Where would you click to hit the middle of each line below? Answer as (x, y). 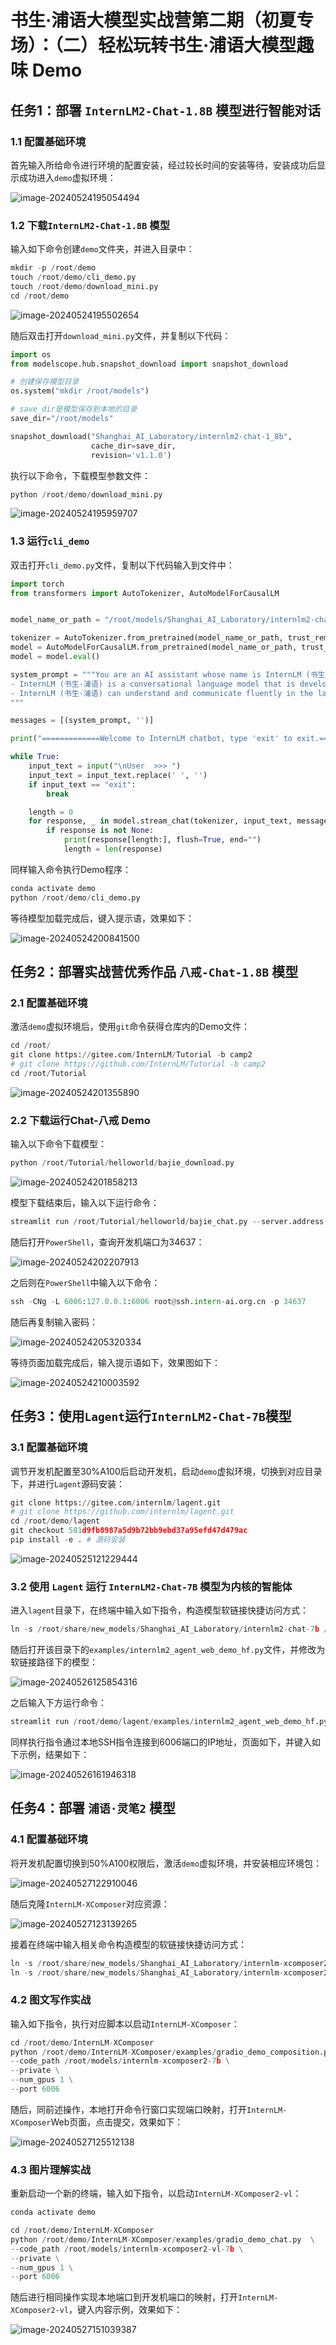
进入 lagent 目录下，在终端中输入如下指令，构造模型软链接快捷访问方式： (159, 1610)
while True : (35, 757)
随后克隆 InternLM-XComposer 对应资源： (90, 1903)
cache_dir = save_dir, (133, 446)
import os (31, 354)
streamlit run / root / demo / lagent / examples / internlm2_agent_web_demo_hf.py (169, 1722)
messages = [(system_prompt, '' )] (82, 721)
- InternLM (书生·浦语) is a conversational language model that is (153, 684)
